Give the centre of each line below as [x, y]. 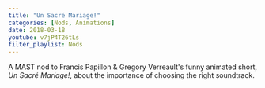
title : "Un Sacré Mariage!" [55, 15]
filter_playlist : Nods [45, 45]
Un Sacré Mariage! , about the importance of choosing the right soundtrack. [131, 75]
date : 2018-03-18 [37, 30]
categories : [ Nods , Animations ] [61, 23]
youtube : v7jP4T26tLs [44, 37]
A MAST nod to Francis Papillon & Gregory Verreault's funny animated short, [133, 67]
